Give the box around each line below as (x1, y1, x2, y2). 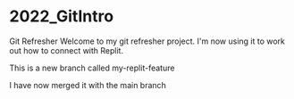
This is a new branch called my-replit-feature (9, 62, 175, 73)
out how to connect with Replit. (9, 45, 123, 55)
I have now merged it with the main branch (9, 79, 167, 90)
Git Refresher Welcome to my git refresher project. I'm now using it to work (9, 36, 286, 46)
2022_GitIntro (9, 6, 114, 27)
